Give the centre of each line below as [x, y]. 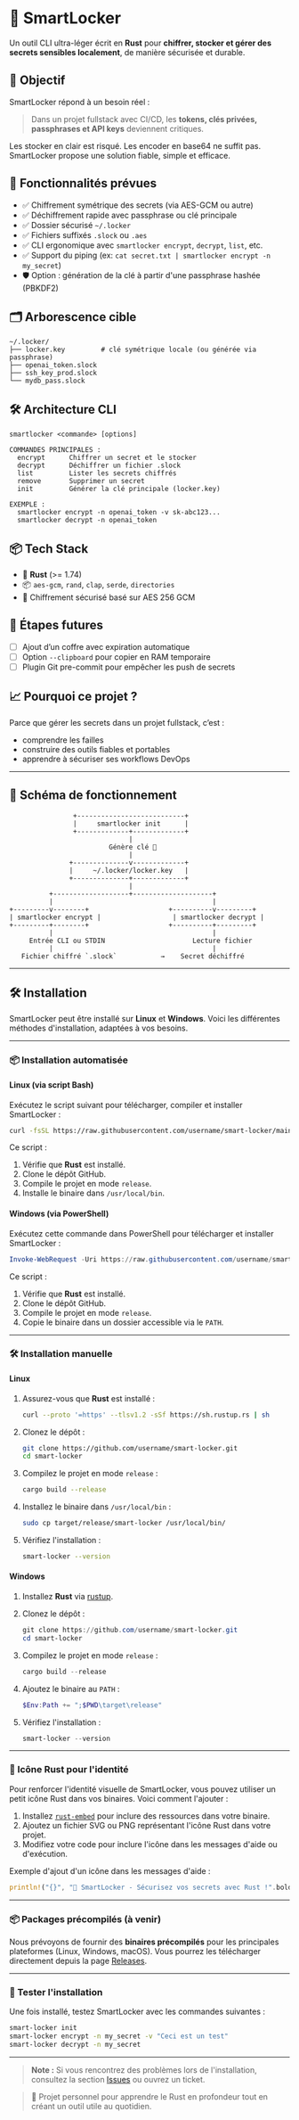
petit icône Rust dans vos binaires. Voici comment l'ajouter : [119, 1798]
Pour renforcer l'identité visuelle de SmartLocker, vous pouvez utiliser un [142, 1789]
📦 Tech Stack [49, 549]
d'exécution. [45, 1853]
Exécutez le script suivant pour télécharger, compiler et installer [126, 1105]
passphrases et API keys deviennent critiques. [117, 128]
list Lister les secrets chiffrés [97, 473]
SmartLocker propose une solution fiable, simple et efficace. [120, 155]
